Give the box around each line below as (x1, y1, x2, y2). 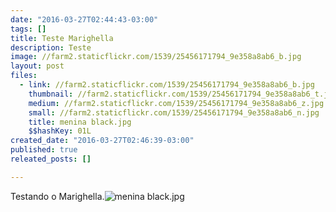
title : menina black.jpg (28, 117, 132, 127)
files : (10, 71, 38, 81)
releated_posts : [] (10, 154, 92, 164)
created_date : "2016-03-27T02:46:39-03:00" (10, 136, 195, 146)
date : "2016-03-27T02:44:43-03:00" (10, 14, 159, 25)
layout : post (10, 61, 65, 71)
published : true (10, 145, 78, 155)
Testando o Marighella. (10, 190, 105, 202)
